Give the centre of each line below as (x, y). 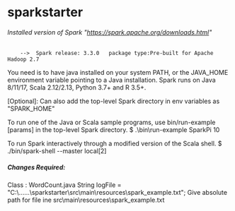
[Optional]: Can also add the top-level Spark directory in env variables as (114, 101)
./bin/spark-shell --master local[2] (57, 151)
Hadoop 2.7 (23, 60)
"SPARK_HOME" (31, 109)
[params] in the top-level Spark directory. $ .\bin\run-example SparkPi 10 (114, 130)
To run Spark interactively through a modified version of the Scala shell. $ (115, 144)
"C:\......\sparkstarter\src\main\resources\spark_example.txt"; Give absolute (117, 193)
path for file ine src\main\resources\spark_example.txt (86, 200)
